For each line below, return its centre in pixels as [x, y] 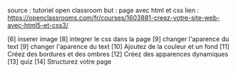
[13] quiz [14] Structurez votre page [60, 62]
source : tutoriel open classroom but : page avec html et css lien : [103, 10]
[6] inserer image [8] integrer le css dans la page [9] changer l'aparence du [118, 39]
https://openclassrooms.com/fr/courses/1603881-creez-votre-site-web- [114, 18]
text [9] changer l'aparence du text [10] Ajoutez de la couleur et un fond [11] [118, 46]
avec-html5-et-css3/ [38, 25]
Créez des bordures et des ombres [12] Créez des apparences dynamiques [118, 54]
